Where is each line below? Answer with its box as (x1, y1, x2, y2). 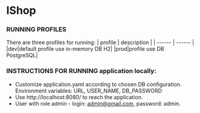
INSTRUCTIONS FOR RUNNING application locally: (6, 67, 157, 76)
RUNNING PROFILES (6, 25, 66, 34)
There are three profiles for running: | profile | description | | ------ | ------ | (6, 39, 195, 46)
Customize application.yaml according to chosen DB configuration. (15, 80, 182, 88)
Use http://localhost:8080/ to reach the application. (15, 93, 143, 100)
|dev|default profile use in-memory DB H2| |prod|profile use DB (6, 45, 164, 53)
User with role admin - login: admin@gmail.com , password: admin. (15, 100, 181, 107)
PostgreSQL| (6, 52, 38, 59)
